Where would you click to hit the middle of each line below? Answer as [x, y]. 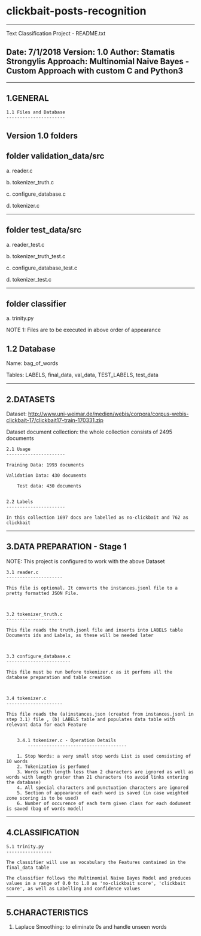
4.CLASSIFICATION [43, 833]
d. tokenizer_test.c [29, 279]
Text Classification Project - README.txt [56, 33]
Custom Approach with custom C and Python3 [95, 71]
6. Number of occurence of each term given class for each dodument [104, 803]
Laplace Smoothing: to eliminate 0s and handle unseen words [91, 927]
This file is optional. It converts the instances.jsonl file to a [92, 588]
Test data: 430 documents [49, 486]
